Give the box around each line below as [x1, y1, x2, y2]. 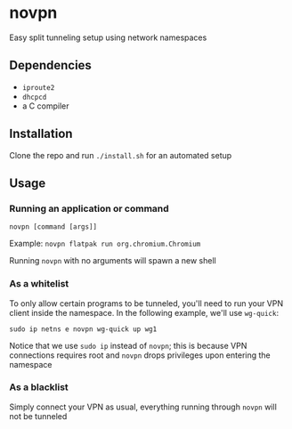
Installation [9, 126, 73, 142]
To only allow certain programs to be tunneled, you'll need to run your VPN [9, 297, 284, 309]
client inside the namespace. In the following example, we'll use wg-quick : [9, 307, 279, 318]
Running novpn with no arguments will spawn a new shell [9, 255, 216, 266]
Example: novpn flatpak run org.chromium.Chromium [9, 239, 201, 249]
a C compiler [21, 101, 69, 111]
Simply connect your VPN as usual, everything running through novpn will [9, 401, 278, 412]
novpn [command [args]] [9, 223, 98, 231]
